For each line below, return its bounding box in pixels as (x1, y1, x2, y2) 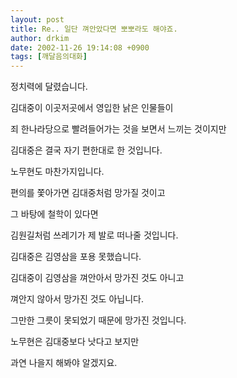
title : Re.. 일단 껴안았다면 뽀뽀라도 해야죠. (10, 24, 178, 34)
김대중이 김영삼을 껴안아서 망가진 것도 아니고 (10, 272, 185, 284)
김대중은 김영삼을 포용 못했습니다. (10, 251, 142, 263)
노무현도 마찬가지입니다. (10, 166, 105, 178)
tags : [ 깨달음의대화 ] (10, 52, 88, 62)
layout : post (10, 14, 65, 25)
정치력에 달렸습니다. (10, 81, 88, 93)
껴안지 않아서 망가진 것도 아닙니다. (10, 293, 144, 305)
